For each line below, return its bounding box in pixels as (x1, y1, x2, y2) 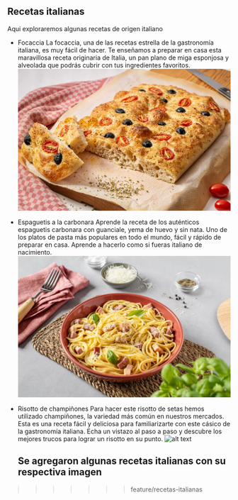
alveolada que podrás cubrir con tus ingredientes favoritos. (17, 60, 191, 70)
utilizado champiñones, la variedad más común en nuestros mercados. (17, 411, 225, 421)
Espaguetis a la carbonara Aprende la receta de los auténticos (17, 218, 200, 226)
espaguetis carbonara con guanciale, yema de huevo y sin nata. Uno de (17, 225, 228, 233)
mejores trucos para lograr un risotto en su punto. (17, 434, 164, 443)
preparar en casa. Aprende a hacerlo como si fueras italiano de (17, 240, 203, 249)
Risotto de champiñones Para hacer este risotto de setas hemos (17, 404, 205, 413)
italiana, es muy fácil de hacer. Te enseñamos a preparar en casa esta (17, 45, 222, 54)
